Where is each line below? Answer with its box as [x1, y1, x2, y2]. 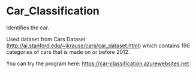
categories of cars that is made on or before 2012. [6, 48, 130, 55]
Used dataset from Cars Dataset [6, 35, 86, 42]
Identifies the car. [6, 24, 50, 31]
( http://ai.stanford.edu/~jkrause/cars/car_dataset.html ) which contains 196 [6, 42, 191, 49]
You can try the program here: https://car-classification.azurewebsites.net [6, 60, 189, 67]
